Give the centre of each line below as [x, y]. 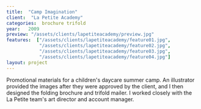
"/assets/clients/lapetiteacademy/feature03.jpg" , [105, 51]
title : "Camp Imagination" [42, 12]
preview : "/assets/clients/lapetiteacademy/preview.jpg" [80, 35]
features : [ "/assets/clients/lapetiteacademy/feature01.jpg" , [89, 40]
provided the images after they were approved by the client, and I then [95, 86]
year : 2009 [23, 29]
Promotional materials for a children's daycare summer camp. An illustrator [100, 80]
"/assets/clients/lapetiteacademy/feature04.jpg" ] [105, 57]
